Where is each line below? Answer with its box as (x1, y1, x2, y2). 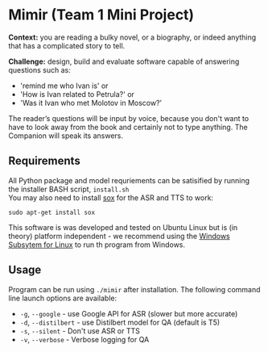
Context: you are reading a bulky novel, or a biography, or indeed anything (8, 32, 257, 42)
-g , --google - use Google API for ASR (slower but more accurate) (19, 308, 238, 318)
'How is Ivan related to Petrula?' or (19, 89, 135, 98)
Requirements (8, 154, 80, 168)
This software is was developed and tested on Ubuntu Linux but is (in (8, 222, 238, 232)
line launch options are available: (8, 293, 118, 303)
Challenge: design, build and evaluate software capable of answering (8, 57, 240, 66)
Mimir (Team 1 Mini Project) (8, 6, 195, 24)
